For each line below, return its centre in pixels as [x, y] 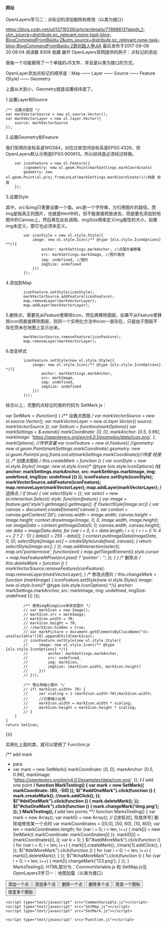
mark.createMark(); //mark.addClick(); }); [57, 796]
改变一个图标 [128, 885]
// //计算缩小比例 [45, 699]
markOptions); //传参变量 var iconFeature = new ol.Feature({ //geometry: [80, 443]
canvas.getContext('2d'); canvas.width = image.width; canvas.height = [79, 515]
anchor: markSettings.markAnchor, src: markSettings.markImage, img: [81, 471]
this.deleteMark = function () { [36, 563]
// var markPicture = [46, 632]
